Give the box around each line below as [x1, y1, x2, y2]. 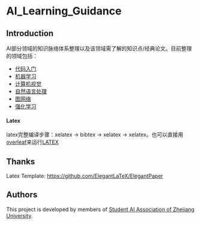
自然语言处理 [14, 88, 47, 94]
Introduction [6, 28, 54, 39]
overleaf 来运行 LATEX [6, 138, 59, 146]
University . [6, 212, 33, 219]
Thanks [6, 156, 35, 167]
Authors [6, 190, 38, 200]
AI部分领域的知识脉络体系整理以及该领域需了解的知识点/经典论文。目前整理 [6, 45, 192, 52]
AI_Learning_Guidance [6, 4, 122, 18]
